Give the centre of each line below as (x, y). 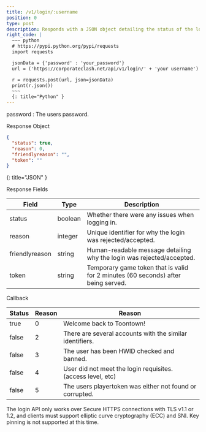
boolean (69, 219)
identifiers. (78, 341)
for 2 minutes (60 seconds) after (134, 275)
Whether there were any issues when (140, 215)
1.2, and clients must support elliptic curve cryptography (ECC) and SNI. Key (103, 416)
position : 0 (21, 18)
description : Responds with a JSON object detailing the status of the (100, 29)
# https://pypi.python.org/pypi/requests (66, 47)
